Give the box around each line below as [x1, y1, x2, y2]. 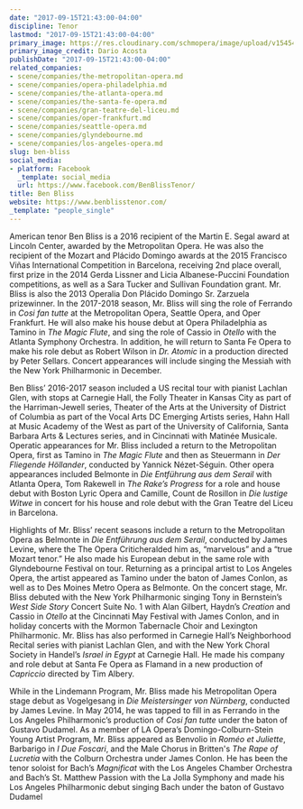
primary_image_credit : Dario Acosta [9, 47, 147, 56]
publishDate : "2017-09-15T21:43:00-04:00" [9, 55, 171, 64]
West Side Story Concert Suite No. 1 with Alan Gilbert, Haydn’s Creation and [9, 601, 291, 611]
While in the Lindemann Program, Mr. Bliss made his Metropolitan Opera [9, 685, 278, 696]
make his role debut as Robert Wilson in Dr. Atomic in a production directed [9, 345, 289, 356]
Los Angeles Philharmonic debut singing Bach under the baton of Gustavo [9, 781, 285, 792]
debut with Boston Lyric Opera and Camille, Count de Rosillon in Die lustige [9, 488, 289, 499]
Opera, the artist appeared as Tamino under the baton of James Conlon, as [9, 572, 289, 583]
